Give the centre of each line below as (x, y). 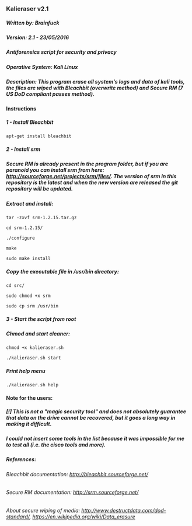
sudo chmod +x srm (28, 296)
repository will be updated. (39, 189)
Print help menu (26, 371)
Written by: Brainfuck (33, 23)
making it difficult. (29, 424)
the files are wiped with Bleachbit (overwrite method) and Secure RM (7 (95, 88)
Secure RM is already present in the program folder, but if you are (87, 164)
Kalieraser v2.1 (27, 9)
